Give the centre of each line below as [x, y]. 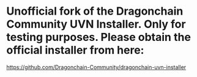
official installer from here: [75, 50]
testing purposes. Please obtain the [99, 37]
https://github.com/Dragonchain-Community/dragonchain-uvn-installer [96, 67]
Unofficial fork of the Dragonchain [95, 11]
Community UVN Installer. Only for [96, 24]
